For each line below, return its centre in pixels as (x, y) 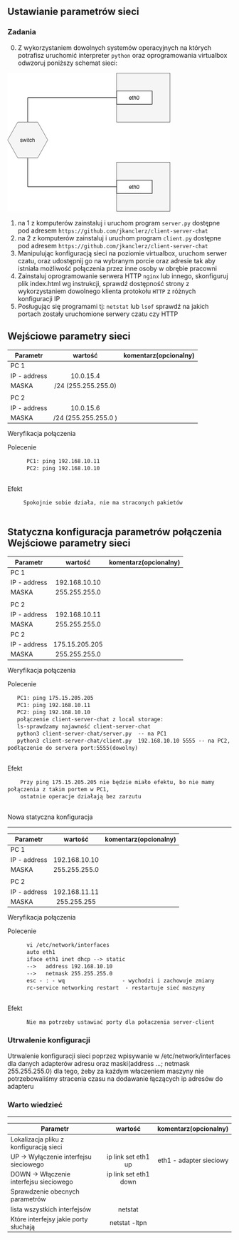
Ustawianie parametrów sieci (74, 12)
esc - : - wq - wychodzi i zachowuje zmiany (120, 981)
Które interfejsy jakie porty (49, 1219)
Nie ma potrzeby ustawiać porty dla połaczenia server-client (120, 1022)
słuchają (23, 1226)
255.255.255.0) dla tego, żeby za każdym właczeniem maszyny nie (106, 1071)
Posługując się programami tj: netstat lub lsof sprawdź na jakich (113, 306)
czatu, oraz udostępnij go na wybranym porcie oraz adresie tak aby (116, 260)
